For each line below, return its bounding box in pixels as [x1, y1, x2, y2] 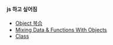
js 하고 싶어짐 [6, 5, 38, 12]
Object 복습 [15, 20, 43, 27]
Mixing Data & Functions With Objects [15, 27, 107, 34]
